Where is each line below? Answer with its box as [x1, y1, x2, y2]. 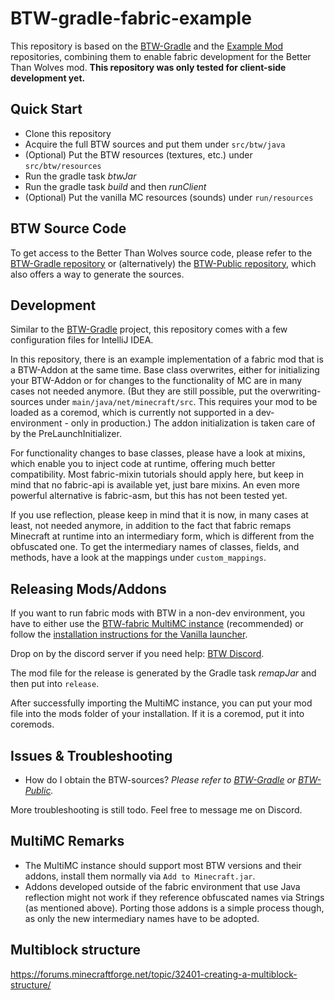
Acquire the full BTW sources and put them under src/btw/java [24, 138, 286, 150]
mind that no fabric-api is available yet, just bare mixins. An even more [10, 479, 300, 491]
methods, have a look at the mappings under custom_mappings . [10, 552, 267, 564]
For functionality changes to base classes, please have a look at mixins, [10, 447, 306, 459]
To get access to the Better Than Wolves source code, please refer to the [10, 247, 313, 259]
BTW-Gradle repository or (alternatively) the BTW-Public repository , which [10, 257, 317, 269]
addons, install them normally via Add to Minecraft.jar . [24, 870, 256, 882]
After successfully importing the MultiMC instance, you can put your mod [10, 697, 313, 709]
